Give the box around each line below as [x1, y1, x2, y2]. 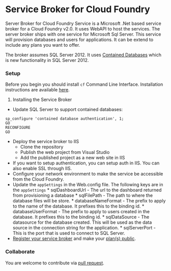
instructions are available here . [5, 87, 70, 93]
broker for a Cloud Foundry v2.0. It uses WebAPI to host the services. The [5, 25, 160, 31]
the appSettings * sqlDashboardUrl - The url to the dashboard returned [12, 187, 162, 193]
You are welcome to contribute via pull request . [5, 260, 104, 266]
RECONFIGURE [5, 125, 31, 130]
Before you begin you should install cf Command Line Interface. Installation [5, 81, 163, 87]
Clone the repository [20, 144, 64, 150]
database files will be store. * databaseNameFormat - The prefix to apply [12, 198, 166, 204]
